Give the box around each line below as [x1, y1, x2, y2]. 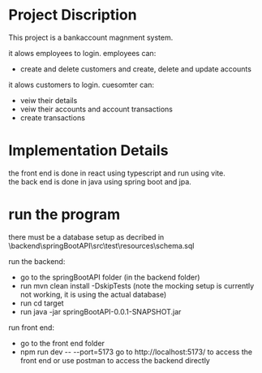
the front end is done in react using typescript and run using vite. [8, 168, 225, 178]
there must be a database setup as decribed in [8, 232, 165, 241]
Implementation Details [8, 141, 169, 160]
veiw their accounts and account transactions [19, 104, 173, 114]
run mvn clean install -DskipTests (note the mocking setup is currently [19, 280, 255, 290]
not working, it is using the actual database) [19, 289, 167, 299]
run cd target [19, 298, 64, 308]
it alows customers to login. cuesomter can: [8, 80, 154, 89]
